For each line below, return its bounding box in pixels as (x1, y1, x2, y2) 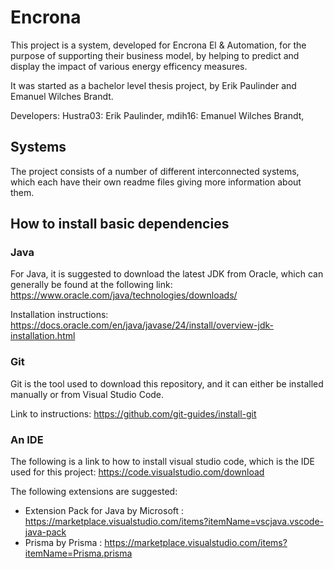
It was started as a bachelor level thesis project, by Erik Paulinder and (10, 79, 297, 91)
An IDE (10, 432, 44, 446)
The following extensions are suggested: (10, 486, 178, 498)
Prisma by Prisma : (24, 537, 103, 549)
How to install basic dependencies (10, 216, 230, 233)
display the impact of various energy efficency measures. (10, 60, 248, 72)
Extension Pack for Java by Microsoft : (24, 505, 185, 517)
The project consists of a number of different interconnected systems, (10, 165, 300, 177)
